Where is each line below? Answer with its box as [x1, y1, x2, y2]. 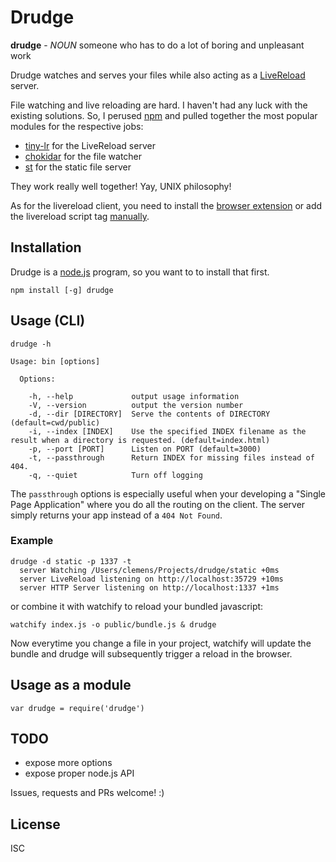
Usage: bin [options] [10, 356, 101, 366]
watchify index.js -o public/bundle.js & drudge [10, 619, 217, 630]
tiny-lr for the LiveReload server [24, 139, 156, 151]
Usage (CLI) [10, 312, 86, 330]
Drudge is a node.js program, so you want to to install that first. [10, 266, 270, 278]
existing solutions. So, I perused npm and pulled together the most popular [10, 109, 318, 121]
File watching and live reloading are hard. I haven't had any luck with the [10, 99, 308, 111]
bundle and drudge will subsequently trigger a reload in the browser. [10, 647, 293, 660]
